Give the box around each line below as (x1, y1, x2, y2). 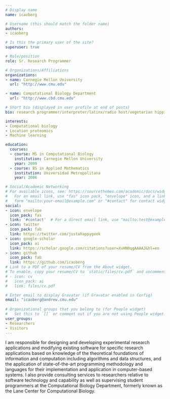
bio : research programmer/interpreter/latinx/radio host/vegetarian (5, 110, 153, 115)
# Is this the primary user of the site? (5, 40, 94, 45)
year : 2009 (14, 161, 37, 166)
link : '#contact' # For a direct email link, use (10, 217, 119, 222)
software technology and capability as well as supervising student (5, 377, 143, 383)
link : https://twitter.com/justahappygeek (10, 231, 101, 237)
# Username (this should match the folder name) (5, 21, 110, 26)
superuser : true (5, 45, 39, 50)
